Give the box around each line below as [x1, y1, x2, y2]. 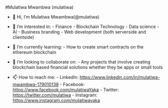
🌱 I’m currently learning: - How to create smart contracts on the [12, 44, 144, 49]
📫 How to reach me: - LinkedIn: [12, 74, 79, 80]
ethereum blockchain [12, 49, 57, 55]
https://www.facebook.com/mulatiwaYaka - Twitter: [12, 87, 119, 92]
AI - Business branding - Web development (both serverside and [12, 29, 146, 34]
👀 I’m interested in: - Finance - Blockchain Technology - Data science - [12, 23, 159, 29]
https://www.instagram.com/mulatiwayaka [12, 97, 100, 103]
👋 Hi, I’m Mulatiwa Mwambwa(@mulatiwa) [12, 14, 100, 19]
